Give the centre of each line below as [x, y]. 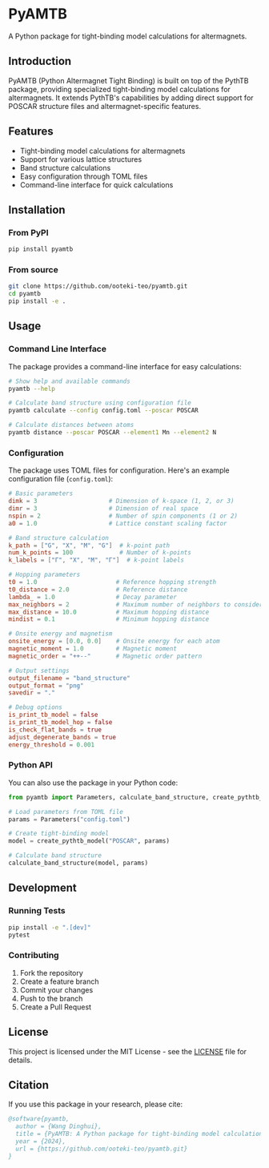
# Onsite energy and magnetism [60, 634]
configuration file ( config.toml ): [61, 479]
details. [20, 1060]
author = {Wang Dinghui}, [59, 1126]
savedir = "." [32, 693]
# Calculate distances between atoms [71, 425]
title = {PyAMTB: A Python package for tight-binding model [118, 1134]
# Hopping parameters [44, 575]
